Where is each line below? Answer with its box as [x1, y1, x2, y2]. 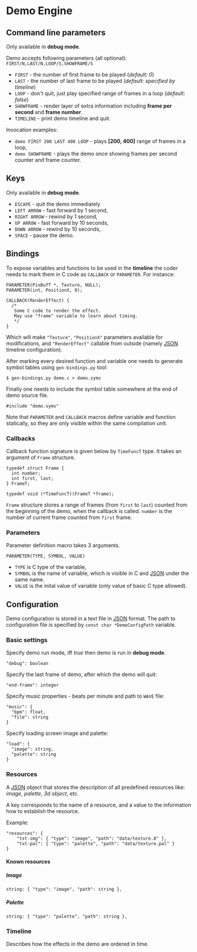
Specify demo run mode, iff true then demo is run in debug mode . [6, 649, 166, 657]
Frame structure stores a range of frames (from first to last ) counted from [6, 501, 188, 508]
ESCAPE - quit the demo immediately [14, 200, 101, 207]
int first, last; [11, 475, 54, 481]
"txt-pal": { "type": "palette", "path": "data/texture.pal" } [16, 840, 175, 847]
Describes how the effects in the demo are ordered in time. [6, 940, 149, 948]
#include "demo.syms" [6, 403, 59, 409]
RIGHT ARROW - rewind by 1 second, [14, 213, 98, 220]
